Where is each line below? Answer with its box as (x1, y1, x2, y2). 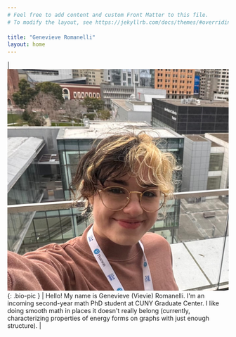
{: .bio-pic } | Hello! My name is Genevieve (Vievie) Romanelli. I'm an (7, 292, 205, 300)
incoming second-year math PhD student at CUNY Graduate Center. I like (7, 299, 220, 307)
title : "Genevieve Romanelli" (7, 34, 96, 41)
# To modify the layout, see (7, 18, 93, 26)
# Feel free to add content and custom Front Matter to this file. (7, 11, 209, 18)
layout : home (7, 41, 46, 49)
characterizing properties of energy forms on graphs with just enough (7, 314, 209, 323)
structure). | (7, 322, 42, 330)
